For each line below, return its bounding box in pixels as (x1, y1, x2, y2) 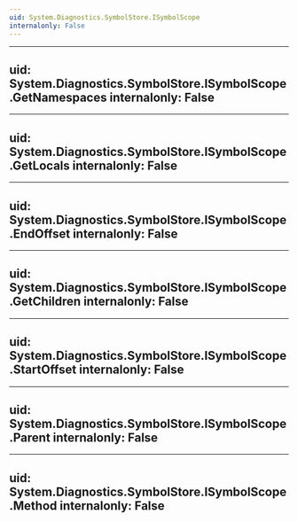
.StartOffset (9, 362, 77, 378)
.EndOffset (9, 226, 71, 241)
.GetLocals (9, 158, 71, 173)
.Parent (9, 430, 51, 445)
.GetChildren (9, 294, 82, 309)
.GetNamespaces (9, 90, 107, 105)
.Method (9, 498, 58, 513)
